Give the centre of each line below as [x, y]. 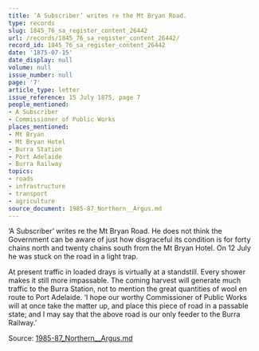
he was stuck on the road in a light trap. [73, 257]
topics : [21, 172]
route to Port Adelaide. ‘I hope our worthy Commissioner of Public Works [128, 298]
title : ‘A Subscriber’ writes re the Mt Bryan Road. [98, 16]
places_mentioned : [39, 127]
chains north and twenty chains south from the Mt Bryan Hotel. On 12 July [129, 248]
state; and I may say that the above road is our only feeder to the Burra [124, 314]
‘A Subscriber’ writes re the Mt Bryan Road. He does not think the [115, 231]
